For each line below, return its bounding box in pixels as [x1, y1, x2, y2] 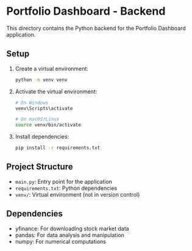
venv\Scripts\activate [15, 105, 73, 111]
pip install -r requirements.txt [15, 145, 101, 151]
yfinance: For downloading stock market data [15, 225, 129, 232]
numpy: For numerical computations [15, 238, 107, 245]
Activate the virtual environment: [15, 87, 98, 95]
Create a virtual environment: [15, 65, 88, 72]
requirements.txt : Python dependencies [15, 184, 118, 192]
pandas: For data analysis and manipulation [15, 231, 125, 239]
